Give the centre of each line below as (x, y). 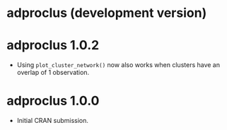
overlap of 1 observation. (53, 73)
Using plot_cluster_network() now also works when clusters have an (118, 65)
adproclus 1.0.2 (53, 46)
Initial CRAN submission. (53, 121)
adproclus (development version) (107, 13)
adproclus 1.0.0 (53, 101)
